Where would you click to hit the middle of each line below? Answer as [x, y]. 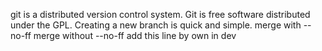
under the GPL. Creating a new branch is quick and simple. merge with [156, 25]
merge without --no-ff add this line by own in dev [135, 35]
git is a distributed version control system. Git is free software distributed [160, 14]
